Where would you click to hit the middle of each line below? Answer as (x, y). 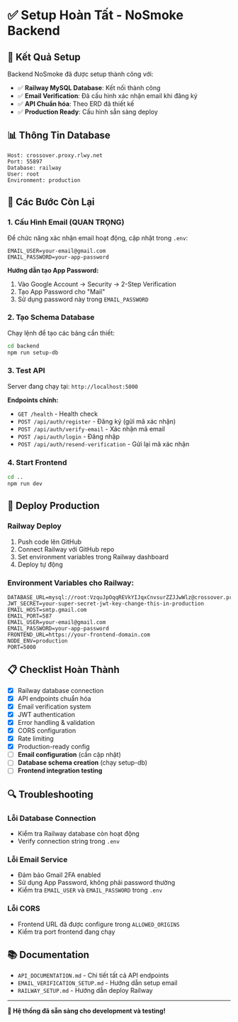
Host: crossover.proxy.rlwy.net (55, 155)
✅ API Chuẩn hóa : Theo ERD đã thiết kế (76, 104)
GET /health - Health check (57, 414)
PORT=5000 (22, 647)
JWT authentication (46, 714)
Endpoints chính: (33, 400)
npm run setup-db (33, 353)
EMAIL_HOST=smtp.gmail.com (47, 610)
